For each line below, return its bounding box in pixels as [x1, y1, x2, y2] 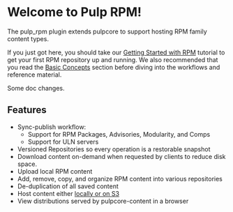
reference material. [7, 70, 62, 79]
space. [17, 160, 37, 168]
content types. [7, 34, 49, 43]
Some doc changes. [7, 84, 65, 92]
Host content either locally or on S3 [17, 189, 120, 197]
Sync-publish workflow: [17, 123, 87, 131]
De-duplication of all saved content [17, 182, 119, 190]
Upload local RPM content [17, 167, 93, 175]
